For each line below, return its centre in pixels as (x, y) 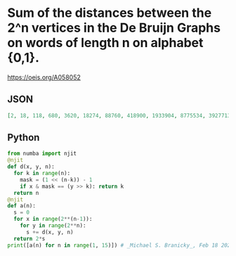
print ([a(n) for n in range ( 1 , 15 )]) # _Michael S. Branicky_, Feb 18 (113, 245)
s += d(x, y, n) (50, 232)
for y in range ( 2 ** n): (53, 226)
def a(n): (22, 206)
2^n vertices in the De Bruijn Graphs (114, 28)
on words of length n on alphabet (105, 43)
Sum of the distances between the (110, 13)
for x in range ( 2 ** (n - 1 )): (53, 219)
